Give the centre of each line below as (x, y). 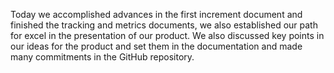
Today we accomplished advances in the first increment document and (156, 14)
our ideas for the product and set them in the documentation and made (156, 46)
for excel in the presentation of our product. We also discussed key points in (167, 35)
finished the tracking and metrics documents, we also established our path (164, 25)
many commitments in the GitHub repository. (102, 57)
